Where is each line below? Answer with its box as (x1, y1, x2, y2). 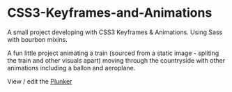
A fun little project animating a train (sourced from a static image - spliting (7, 49, 219, 57)
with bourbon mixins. (7, 35, 68, 43)
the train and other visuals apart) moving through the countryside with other (7, 56, 226, 64)
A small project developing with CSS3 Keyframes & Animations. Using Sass (7, 28, 223, 36)
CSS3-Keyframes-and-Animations (7, 5, 212, 21)
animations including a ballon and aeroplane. (7, 63, 136, 72)
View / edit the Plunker (7, 77, 72, 85)
